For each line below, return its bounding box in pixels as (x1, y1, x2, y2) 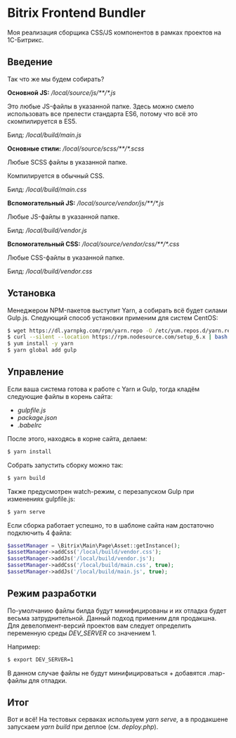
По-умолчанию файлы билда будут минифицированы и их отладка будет (7, 606, 227, 615)
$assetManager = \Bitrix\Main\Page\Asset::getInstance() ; (7, 542, 181, 549)
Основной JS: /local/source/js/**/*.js (7, 88, 116, 96)
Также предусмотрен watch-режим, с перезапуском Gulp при (7, 487, 195, 495)
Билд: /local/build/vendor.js (7, 226, 88, 234)
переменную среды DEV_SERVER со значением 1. (7, 628, 157, 637)
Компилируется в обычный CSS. (7, 171, 105, 180)
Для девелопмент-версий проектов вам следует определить (7, 621, 192, 630)
